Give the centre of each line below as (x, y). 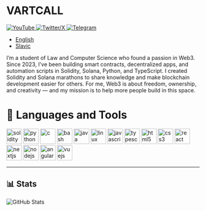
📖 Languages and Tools (67, 115)
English (25, 39)
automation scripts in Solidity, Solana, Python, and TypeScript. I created (97, 70)
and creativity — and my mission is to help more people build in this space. (101, 90)
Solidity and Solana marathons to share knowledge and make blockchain (98, 77)
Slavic (23, 46)
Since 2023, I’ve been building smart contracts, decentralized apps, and (97, 64)
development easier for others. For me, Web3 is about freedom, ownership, (101, 84)
